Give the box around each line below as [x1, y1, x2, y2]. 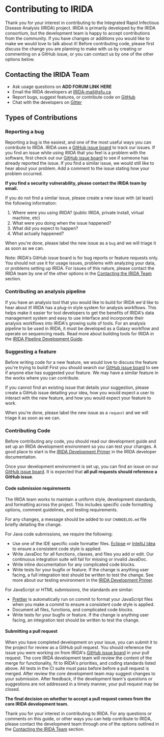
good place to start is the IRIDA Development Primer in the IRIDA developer [5, 449, 157, 455]
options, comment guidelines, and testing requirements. [5, 506, 118, 512]
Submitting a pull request [5, 628, 58, 634]
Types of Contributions [5, 114, 78, 122]
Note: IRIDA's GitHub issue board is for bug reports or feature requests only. [5, 255, 159, 261]
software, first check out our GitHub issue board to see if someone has [5, 155, 149, 161]
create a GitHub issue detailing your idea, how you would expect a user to [5, 390, 155, 396]
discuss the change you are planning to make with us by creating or [5, 46, 142, 52]
